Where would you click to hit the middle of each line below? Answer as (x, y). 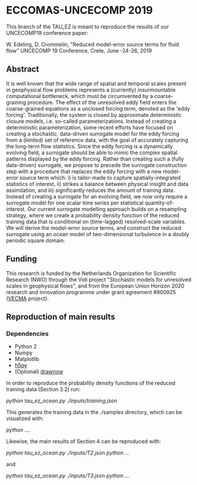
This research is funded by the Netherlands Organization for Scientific (91, 273)
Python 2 (26, 347)
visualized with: (25, 419)
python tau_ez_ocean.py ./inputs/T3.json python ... (68, 476)
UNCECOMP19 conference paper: (47, 32)
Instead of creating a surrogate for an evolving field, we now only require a (97, 196)
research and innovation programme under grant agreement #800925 (91, 292)
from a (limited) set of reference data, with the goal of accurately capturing (97, 140)
